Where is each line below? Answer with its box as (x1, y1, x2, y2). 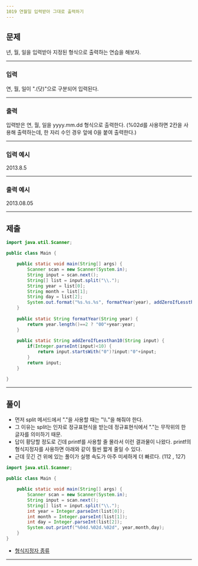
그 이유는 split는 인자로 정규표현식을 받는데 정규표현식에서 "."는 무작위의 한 (14, 424, 186, 431)
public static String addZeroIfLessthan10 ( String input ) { (16, 338, 165, 344)
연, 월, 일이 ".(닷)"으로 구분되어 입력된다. (6, 85, 99, 92)
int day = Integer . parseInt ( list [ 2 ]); (27, 519, 123, 525)
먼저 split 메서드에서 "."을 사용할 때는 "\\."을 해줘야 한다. (14, 416, 143, 423)
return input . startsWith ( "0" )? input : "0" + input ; (37, 349, 157, 355)
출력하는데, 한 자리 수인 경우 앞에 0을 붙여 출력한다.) (16, 129, 137, 136)
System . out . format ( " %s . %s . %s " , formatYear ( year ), (27, 300, 151, 305)
